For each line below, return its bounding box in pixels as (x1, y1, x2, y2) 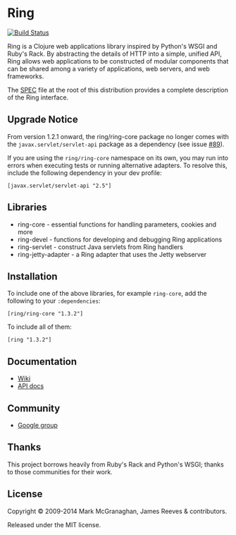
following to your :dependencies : (7, 296, 101, 305)
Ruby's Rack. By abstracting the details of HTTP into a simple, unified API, (7, 49, 222, 58)
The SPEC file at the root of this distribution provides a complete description (7, 85, 229, 94)
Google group (17, 421, 58, 429)
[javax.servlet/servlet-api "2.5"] (7, 182, 112, 189)
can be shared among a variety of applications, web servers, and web (7, 64, 210, 73)
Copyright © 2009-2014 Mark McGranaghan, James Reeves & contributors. (7, 507, 228, 515)
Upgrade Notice (7, 114, 79, 126)
